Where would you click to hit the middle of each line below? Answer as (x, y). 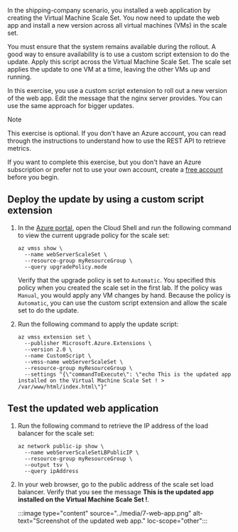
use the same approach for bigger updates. (71, 105)
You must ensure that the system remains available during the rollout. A (112, 47)
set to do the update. (48, 310)
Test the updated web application (83, 409)
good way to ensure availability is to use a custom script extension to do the (118, 54)
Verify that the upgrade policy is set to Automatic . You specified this (117, 280)
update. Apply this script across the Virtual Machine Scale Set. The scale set (119, 62)
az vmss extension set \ (54, 337)
